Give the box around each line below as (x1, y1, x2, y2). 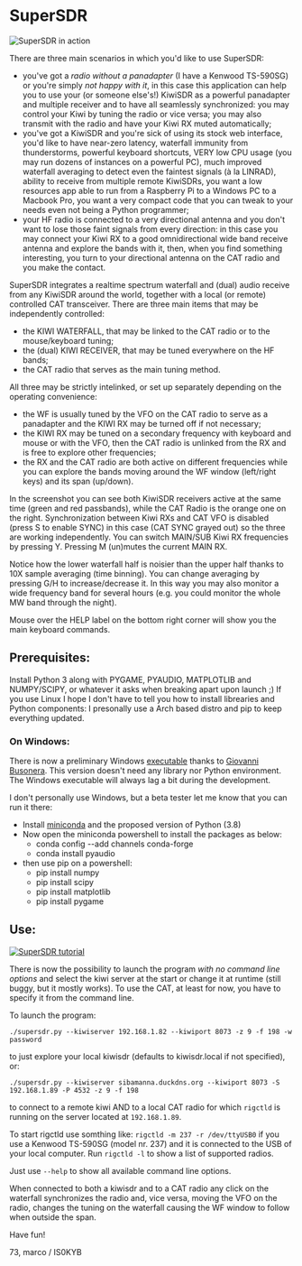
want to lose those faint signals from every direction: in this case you (22, 223, 279, 235)
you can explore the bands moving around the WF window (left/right (22, 466, 277, 476)
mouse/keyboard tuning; (22, 335, 114, 346)
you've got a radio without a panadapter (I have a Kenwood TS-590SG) (22, 69, 289, 81)
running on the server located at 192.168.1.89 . (9, 1111, 182, 1122)
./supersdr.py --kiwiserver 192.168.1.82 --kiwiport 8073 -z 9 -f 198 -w (9, 1027, 293, 1036)
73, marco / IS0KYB (9, 1246, 83, 1257)
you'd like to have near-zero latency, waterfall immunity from (22, 137, 249, 148)
